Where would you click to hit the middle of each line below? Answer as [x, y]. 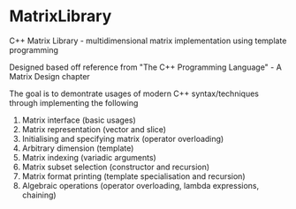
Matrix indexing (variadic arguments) [89, 157]
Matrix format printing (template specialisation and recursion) [133, 176]
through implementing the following [74, 102]
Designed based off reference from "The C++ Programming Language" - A [146, 67]
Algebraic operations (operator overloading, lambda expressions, [140, 185]
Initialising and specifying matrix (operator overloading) [123, 138]
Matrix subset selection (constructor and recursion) [116, 167]
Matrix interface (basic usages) [79, 120]
